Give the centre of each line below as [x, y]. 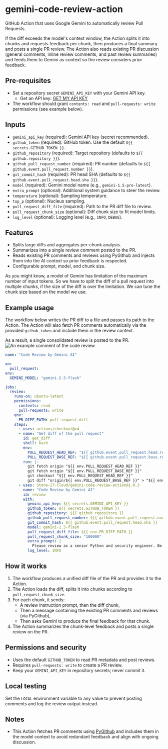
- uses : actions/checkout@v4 [49, 429]
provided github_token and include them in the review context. [69, 331]
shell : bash [36, 443]
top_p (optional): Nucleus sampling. [49, 201]
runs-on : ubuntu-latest [39, 396]
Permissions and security [46, 648]
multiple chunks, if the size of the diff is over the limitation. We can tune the [83, 287]
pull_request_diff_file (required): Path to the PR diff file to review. [82, 206]
